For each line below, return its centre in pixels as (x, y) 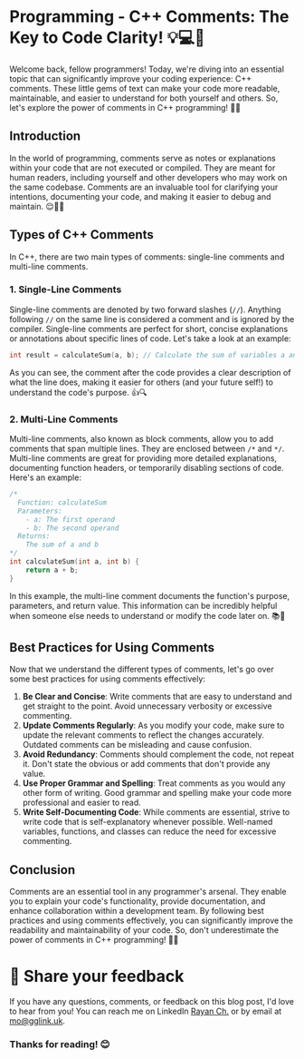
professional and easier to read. (82, 803)
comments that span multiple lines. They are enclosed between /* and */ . (147, 449)
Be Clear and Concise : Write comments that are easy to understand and (157, 697)
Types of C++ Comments (81, 235)
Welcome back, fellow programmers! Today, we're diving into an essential (147, 69)
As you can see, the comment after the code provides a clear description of (150, 372)
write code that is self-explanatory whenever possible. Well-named (147, 822)
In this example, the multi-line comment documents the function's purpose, (150, 595)
